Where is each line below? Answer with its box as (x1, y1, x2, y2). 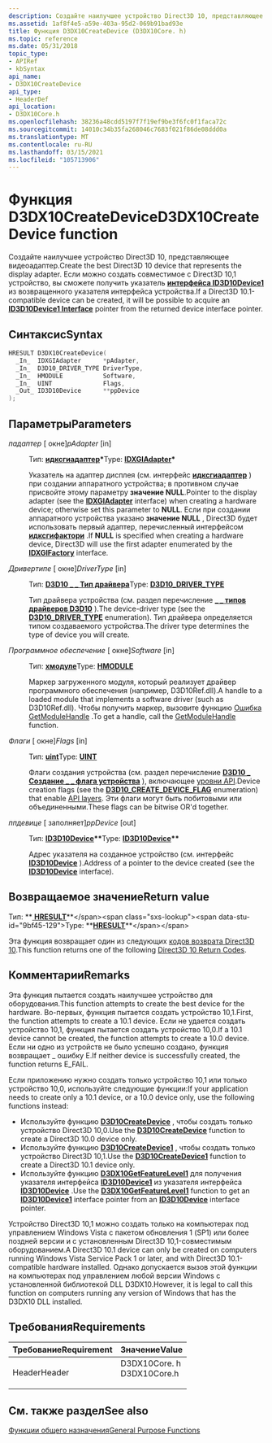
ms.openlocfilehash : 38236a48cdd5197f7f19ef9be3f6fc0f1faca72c (8, 118, 227, 126)
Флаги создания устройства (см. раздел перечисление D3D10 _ (28, 767, 251, 777)
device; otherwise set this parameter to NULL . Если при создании (28, 504, 251, 514)
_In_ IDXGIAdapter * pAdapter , (15, 356, 140, 364)
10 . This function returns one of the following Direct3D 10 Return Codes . (8, 944, 247, 954)
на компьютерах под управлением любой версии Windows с (8, 1271, 221, 1280)
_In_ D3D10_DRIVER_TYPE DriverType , (15, 364, 144, 373)
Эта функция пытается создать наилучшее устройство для (8, 990, 214, 1000)
